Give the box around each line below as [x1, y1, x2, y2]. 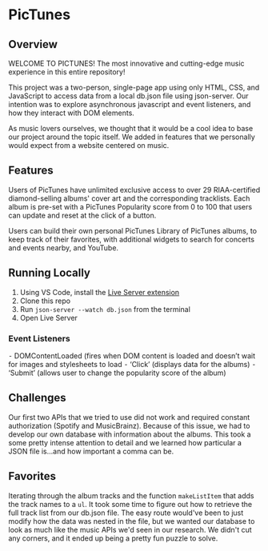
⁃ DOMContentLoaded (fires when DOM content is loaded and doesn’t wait [8, 350, 256, 361]
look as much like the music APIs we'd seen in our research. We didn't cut [8, 525, 252, 534]
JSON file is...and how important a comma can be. [8, 446, 174, 456]
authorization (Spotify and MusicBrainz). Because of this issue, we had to [8, 421, 250, 430]
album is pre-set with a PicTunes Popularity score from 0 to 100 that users [8, 202, 253, 211]
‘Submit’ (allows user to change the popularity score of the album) [8, 368, 226, 377]
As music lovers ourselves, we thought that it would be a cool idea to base [8, 124, 254, 133]
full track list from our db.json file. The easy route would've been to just [8, 508, 244, 517]
